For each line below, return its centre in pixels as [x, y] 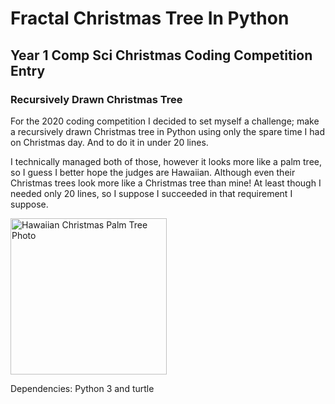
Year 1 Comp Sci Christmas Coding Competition [161, 55]
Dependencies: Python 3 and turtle [82, 388]
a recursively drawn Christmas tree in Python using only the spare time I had [167, 131]
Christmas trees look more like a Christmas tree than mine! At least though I [166, 183]
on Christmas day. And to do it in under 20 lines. [109, 142]
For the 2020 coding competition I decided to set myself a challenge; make [165, 121]
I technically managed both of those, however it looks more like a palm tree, [166, 161]
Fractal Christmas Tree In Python [150, 18]
